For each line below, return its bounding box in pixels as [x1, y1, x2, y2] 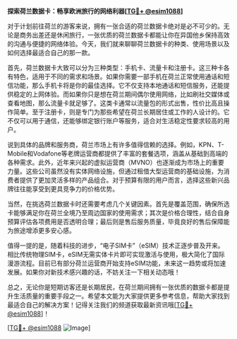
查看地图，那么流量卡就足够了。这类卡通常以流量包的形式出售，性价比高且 [7, 99, 224, 107]
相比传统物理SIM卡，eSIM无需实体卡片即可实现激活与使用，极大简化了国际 [7, 251, 225, 258]
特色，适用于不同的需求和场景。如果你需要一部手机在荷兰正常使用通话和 [13, 72, 224, 81]
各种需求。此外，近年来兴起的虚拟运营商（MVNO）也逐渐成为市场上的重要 [7, 159, 224, 166]
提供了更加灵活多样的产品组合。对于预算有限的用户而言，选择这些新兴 [19, 176, 224, 184]
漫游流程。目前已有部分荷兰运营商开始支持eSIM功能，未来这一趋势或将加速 [7, 259, 226, 268]
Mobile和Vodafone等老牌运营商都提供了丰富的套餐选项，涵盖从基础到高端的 [7, 149, 228, 158]
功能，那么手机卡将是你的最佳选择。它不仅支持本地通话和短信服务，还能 [13, 81, 224, 89]
